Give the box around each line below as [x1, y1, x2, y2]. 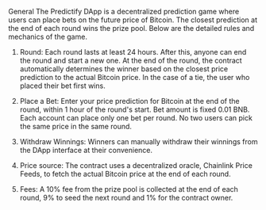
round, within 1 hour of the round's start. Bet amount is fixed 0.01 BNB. [19, 105, 250, 114]
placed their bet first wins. [19, 81, 106, 90]
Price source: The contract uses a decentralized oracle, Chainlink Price [19, 161, 253, 170]
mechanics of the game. [8, 32, 87, 41]
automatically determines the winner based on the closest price [19, 64, 229, 74]
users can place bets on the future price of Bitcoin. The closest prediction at [8, 15, 258, 25]
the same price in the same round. [19, 122, 133, 131]
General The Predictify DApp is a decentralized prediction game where [8, 7, 240, 16]
